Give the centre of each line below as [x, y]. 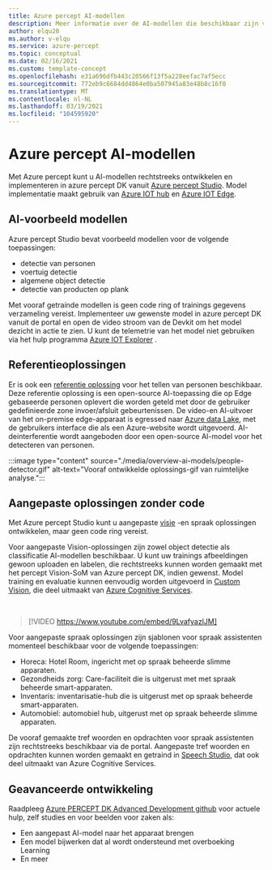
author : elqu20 [34, 31]
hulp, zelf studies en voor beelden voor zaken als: [91, 817]
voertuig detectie [49, 272]
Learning [35, 851]
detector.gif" [30, 469]
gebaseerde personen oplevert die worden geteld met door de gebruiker [130, 402]
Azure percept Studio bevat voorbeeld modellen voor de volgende [119, 239]
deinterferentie [33, 436]
